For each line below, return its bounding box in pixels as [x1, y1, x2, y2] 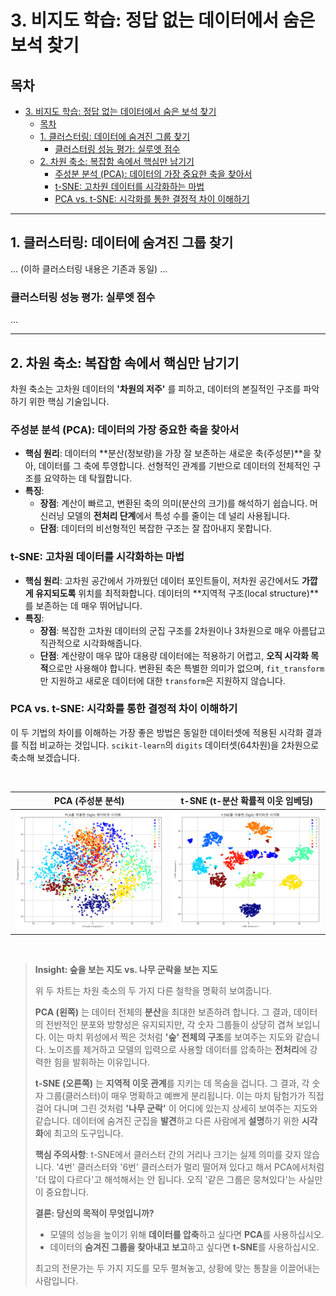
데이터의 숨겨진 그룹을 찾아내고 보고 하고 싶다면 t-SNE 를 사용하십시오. [49, 1241, 320, 1253]
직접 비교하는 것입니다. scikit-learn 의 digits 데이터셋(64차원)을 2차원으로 [20, 739, 320, 751]
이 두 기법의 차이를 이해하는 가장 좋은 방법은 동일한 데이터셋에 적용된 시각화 [10, 726, 304, 738]
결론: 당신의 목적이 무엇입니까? [34, 1207, 155, 1219]
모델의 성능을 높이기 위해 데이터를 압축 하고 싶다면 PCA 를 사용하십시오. [49, 1228, 325, 1240]
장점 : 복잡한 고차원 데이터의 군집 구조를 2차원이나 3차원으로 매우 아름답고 [39, 624, 326, 636]
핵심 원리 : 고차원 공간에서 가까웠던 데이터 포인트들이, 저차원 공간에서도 [24, 574, 300, 586]
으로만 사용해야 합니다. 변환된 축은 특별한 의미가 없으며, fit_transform [48, 662, 325, 674]
